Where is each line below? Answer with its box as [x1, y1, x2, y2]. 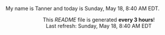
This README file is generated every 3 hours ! [43, 16, 155, 23]
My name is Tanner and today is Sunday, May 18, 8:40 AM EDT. [5, 5, 160, 12]
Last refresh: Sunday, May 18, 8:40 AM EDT [46, 23, 152, 29]
